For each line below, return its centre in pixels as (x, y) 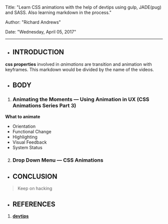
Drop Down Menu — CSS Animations (58, 160)
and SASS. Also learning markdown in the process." (58, 12)
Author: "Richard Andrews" (33, 22)
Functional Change (32, 131)
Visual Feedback (29, 142)
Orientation (24, 126)
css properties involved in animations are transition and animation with (79, 64)
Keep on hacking (35, 189)
